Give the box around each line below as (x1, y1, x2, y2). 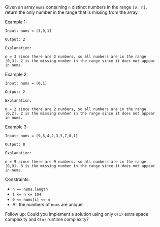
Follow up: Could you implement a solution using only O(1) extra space (5, 211, 149, 217)
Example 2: (5, 71, 28, 77)
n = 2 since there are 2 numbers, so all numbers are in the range (5, 107, 147, 112)
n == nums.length (12, 187, 48, 192)
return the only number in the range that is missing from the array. (5, 9, 139, 15)
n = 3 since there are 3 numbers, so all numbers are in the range (5, 54, 147, 59)
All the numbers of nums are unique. (12, 201, 84, 207)
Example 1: (5, 19, 27, 25)
